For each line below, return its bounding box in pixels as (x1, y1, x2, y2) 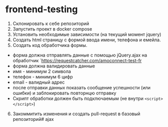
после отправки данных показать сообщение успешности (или (12, 84, 151, 90)
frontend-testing (5, 4, 78, 15)
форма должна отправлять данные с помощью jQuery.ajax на (12, 52, 147, 58)
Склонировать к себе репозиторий (12, 20, 89, 27)
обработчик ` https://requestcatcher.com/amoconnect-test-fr (12, 57, 142, 63)
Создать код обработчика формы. (12, 42, 88, 48)
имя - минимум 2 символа (12, 68, 71, 74)
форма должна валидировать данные (12, 63, 95, 69)
